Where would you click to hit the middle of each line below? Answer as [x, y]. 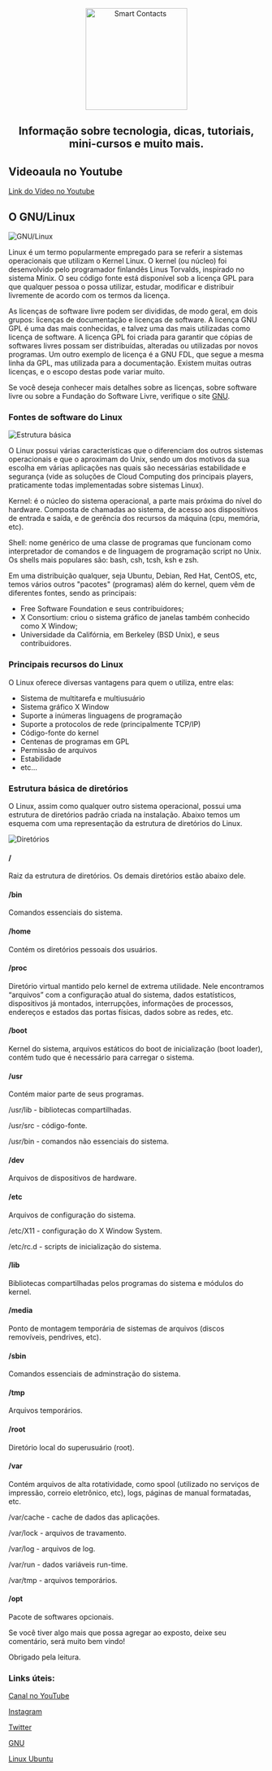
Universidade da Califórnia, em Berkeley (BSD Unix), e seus [120, 635]
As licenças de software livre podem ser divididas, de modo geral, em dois [133, 311]
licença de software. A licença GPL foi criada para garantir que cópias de [131, 337]
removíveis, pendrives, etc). [55, 1337]
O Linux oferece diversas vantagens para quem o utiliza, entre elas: [121, 682]
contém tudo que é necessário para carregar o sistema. [101, 1057]
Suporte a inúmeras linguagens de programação [101, 715]
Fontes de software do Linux [66, 417]
